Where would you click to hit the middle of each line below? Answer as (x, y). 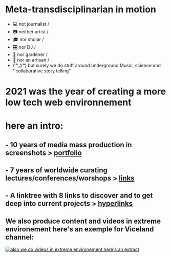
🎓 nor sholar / (28, 39)
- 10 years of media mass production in (69, 145)
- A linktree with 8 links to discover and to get (79, 196)
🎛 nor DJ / (24, 47)
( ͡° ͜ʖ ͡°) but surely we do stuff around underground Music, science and (87, 65)
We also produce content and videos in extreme (83, 221)
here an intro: (34, 126)
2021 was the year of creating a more (86, 92)
